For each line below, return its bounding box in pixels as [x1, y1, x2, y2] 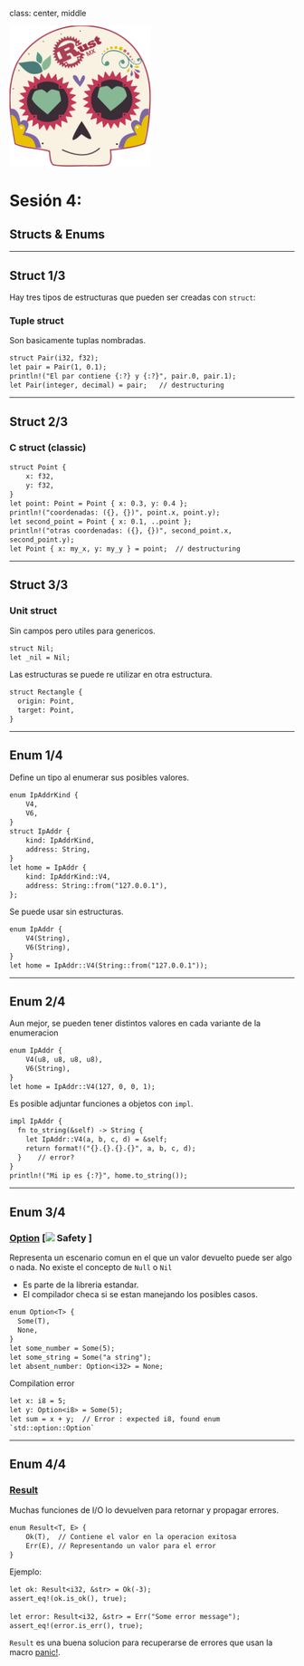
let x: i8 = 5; [9, 1397, 67, 1406]
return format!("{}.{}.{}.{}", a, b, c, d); [25, 1144, 196, 1153]
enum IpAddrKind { [9, 790, 79, 800]
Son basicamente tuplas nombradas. [9, 335, 147, 346]
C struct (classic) [9, 441, 87, 454]
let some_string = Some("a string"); [9, 1353, 152, 1363]
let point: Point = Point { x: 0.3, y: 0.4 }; [9, 499, 188, 508]
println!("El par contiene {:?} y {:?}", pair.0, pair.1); [9, 371, 237, 381]
